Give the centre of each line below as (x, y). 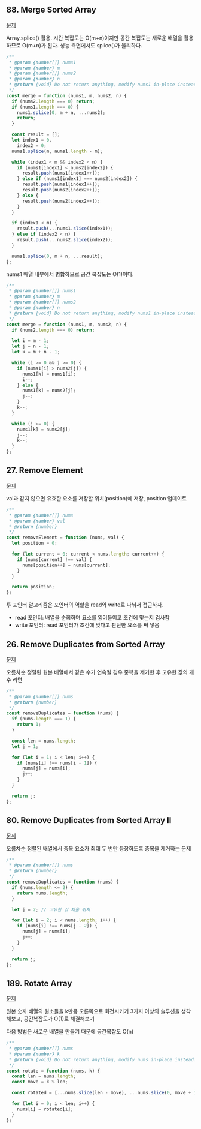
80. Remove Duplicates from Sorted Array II (89, 820)
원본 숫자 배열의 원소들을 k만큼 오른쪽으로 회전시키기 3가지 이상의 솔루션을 (93, 1011)
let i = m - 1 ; (31, 341)
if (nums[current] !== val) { (55, 559)
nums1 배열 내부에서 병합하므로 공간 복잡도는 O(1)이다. (70, 274)
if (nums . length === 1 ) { (44, 719)
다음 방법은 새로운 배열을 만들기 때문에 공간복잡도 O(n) (70, 1032)
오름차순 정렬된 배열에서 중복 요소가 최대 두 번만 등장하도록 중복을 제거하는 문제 (99, 848)
